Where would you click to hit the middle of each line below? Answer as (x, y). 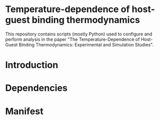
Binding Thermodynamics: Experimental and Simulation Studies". (86, 44)
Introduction (32, 65)
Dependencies (36, 88)
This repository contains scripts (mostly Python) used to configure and (79, 34)
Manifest (24, 111)
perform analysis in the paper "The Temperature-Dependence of (73, 39)
